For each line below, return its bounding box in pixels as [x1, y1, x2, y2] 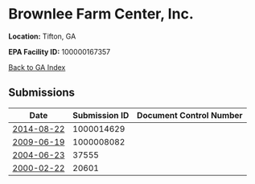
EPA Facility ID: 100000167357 [8, 47, 111, 56]
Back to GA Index [8, 62, 66, 72]
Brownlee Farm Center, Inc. [8, 5, 195, 23]
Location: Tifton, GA [8, 31, 76, 41]
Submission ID [72, 109, 130, 121]
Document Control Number [136, 109, 243, 121]
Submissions [8, 86, 75, 100]
